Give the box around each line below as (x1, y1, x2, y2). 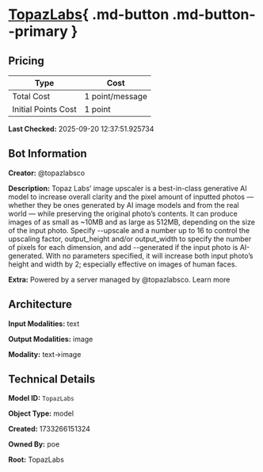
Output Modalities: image (8, 334, 93, 343)
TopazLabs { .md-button (8, 6, 170, 24)
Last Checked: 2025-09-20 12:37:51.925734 (8, 125, 154, 133)
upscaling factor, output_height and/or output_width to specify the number (8, 234, 252, 244)
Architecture (8, 297, 73, 311)
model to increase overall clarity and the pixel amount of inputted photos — (8, 192, 254, 201)
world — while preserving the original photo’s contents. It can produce (8, 209, 238, 218)
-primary (8, 22, 69, 40)
